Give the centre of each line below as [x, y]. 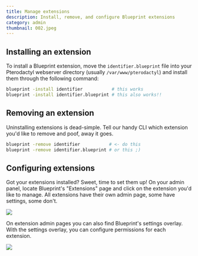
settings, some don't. [32, 201]
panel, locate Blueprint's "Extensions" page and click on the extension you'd [99, 188]
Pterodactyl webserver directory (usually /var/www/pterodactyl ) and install [97, 72]
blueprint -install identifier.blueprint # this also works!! [84, 95]
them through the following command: [52, 79]
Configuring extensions [51, 168]
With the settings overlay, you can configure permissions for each [86, 230]
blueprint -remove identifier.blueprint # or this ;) [74, 150]
